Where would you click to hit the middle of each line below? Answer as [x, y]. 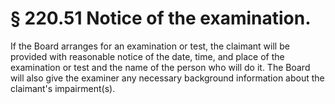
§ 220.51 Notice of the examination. [161, 18]
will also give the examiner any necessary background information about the [167, 78]
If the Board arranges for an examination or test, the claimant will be [150, 46]
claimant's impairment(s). [63, 88]
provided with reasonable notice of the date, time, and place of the [147, 56]
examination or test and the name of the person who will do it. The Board [160, 67]
